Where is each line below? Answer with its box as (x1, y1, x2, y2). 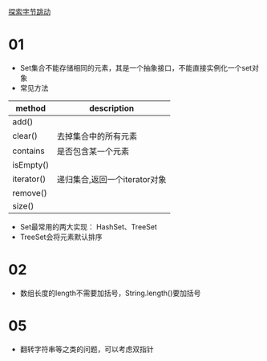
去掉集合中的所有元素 (56, 131, 138, 142)
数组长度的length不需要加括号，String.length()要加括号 (19, 288, 201, 298)
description (89, 103, 135, 114)
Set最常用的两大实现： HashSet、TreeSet (19, 221, 158, 231)
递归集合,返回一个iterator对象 (56, 173, 167, 185)
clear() (12, 130, 38, 141)
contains (12, 145, 46, 156)
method (15, 103, 47, 114)
